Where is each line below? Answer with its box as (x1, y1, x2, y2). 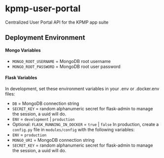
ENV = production (12, 131, 47, 138)
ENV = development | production (12, 116, 75, 122)
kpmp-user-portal (5, 3, 81, 14)
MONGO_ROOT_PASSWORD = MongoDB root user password (12, 63, 121, 69)
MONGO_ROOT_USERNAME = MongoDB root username (12, 58, 111, 64)
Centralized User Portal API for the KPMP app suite (5, 19, 109, 25)
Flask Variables (5, 75, 37, 81)
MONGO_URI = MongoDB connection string (12, 137, 95, 143)
